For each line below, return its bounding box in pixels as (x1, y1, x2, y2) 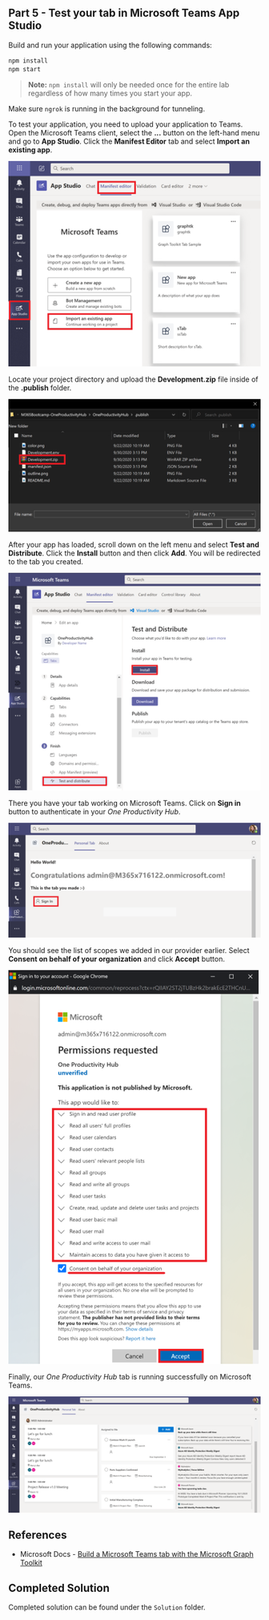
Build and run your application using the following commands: (8, 40, 212, 50)
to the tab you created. (8, 556, 84, 566)
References (8, 1529, 67, 1542)
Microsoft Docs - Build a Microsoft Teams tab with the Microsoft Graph (19, 1549, 254, 1559)
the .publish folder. (8, 383, 72, 393)
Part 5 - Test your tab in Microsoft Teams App (8, 6, 240, 20)
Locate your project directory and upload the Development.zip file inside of (8, 374, 259, 384)
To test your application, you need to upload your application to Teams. (8, 119, 243, 129)
